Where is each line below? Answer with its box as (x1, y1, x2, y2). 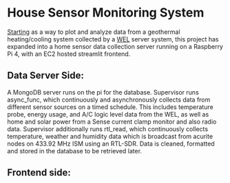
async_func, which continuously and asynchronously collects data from (7, 95, 211, 104)
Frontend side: (7, 167, 71, 179)
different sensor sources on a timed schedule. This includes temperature (7, 102, 213, 111)
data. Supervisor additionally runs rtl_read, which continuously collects (7, 124, 209, 133)
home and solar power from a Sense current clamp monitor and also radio (7, 117, 217, 126)
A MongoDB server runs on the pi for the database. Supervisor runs (7, 88, 200, 96)
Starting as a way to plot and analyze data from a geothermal (7, 28, 180, 36)
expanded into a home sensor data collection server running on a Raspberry (7, 42, 224, 50)
